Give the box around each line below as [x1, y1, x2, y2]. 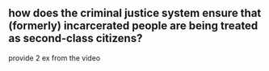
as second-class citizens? [8, 31, 143, 45]
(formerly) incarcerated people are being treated [8, 19, 258, 33]
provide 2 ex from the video [8, 52, 101, 63]
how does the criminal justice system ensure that [8, 6, 262, 20]
